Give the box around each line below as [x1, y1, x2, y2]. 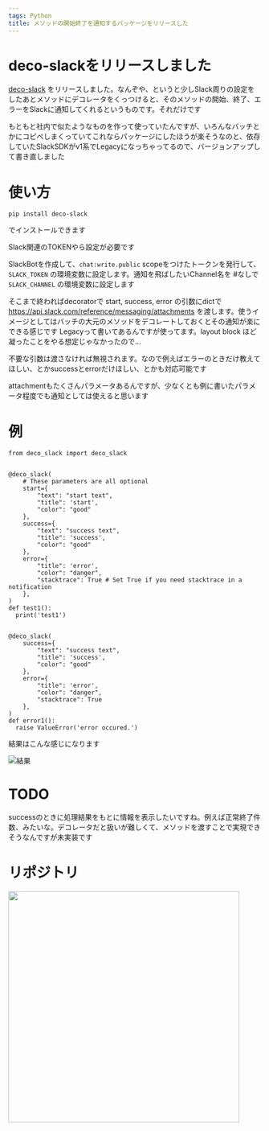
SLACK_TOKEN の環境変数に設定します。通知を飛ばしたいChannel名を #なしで [8, 269, 259, 279]
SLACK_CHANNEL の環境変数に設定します [8, 279, 135, 290]
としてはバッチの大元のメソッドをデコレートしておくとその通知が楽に [29, 317, 261, 327]
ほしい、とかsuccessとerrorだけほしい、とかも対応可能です [8, 364, 207, 374]
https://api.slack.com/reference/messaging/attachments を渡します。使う [8, 306, 253, 316]
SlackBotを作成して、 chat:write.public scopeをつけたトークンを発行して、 [8, 259, 261, 269]
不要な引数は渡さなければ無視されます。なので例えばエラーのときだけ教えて [8, 354, 261, 364]
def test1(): [8, 604, 52, 612]
